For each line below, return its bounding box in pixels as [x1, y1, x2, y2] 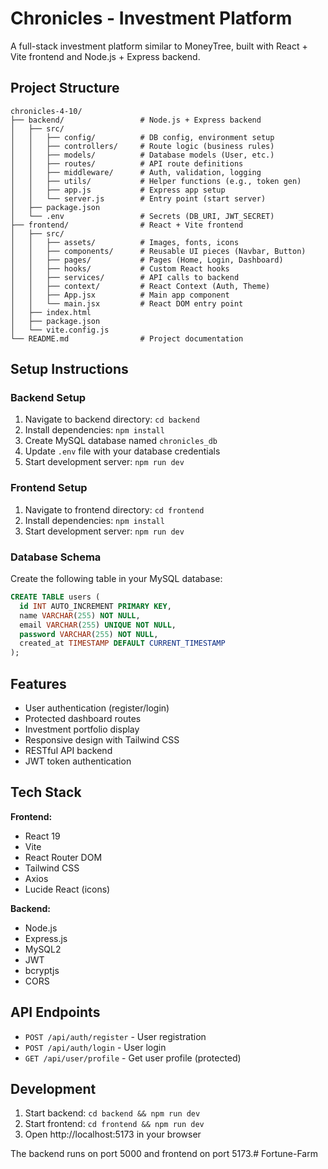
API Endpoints [10, 1004, 101, 1021]
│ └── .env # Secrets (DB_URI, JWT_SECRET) [10, 211, 275, 221]
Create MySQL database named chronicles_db [24, 435, 218, 447]
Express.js [24, 932, 68, 944]
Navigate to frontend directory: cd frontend [24, 503, 205, 516]
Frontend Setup [10, 481, 88, 495]
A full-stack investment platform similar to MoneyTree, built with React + [10, 40, 308, 52]
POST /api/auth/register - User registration [24, 1030, 207, 1042]
